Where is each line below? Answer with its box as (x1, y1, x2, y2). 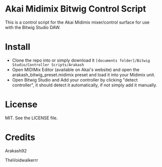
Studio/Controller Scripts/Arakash (12, 62, 84, 67)
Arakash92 (5, 148, 27, 153)
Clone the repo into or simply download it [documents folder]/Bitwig (12, 57, 150, 63)
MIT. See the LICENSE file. (5, 115, 58, 121)
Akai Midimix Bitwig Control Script (5, 3, 146, 14)
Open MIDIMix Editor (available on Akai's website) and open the (12, 67, 140, 72)
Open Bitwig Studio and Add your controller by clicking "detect (12, 77, 138, 83)
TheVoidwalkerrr (5, 157, 38, 163)
